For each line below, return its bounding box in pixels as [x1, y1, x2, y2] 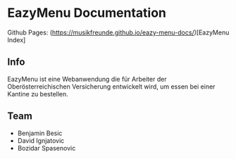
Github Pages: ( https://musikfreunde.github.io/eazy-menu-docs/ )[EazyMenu [7, 28, 230, 37]
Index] [7, 35, 26, 44]
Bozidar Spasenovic [17, 144, 76, 152]
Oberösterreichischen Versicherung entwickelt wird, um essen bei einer [7, 82, 216, 91]
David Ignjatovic [17, 136, 65, 145]
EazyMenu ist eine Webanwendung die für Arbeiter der [7, 75, 167, 83]
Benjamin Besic [17, 129, 63, 137]
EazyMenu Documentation [7, 5, 167, 21]
